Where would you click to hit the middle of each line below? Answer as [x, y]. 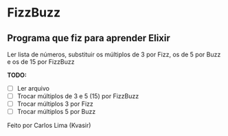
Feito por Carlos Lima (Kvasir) [49, 126]
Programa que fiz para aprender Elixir [89, 38]
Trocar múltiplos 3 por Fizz [55, 104]
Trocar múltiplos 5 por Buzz [56, 112]
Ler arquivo [33, 88]
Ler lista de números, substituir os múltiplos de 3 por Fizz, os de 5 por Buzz [114, 54]
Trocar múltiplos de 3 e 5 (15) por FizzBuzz [78, 96]
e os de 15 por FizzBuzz [41, 62]
